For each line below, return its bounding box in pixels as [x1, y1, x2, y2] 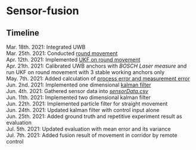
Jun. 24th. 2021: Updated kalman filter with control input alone [6, 107, 160, 113]
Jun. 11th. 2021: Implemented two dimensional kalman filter [6, 94, 151, 101]
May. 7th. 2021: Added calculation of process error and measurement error [6, 75, 191, 82]
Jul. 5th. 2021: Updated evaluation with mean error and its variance [6, 126, 171, 132]
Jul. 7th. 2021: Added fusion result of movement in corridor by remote [6, 132, 178, 139]
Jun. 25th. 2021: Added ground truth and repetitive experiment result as [6, 113, 182, 120]
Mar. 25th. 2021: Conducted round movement [6, 50, 118, 57]
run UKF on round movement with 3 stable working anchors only [6, 69, 165, 75]
